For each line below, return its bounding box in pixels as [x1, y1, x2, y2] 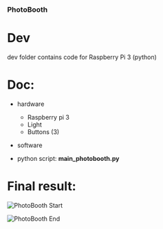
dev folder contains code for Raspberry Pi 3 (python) [7, 53, 157, 61]
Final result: [7, 178, 77, 194]
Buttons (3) [27, 127, 60, 135]
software [17, 141, 43, 149]
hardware [17, 100, 45, 108]
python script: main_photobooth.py [17, 154, 120, 162]
